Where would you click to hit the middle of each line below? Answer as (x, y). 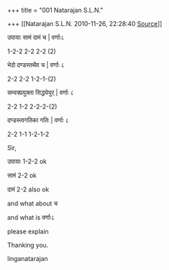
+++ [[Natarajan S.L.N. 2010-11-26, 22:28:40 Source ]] (85, 23)
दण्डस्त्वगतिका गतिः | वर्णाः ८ (38, 120)
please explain (28, 231)
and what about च (32, 203)
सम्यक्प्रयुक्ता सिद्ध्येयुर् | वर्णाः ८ (41, 93)
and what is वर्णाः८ (31, 217)
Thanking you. (28, 245)
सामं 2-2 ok (22, 175)
